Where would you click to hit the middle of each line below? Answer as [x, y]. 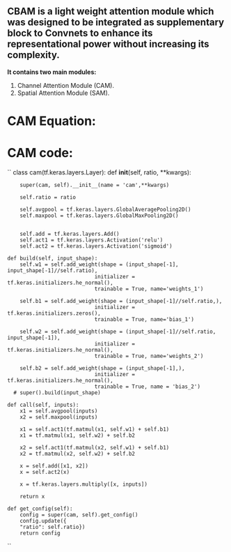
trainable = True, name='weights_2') [149, 356]
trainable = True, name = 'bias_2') [147, 387]
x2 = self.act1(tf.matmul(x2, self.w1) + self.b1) [95, 447]
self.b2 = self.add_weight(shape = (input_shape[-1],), [103, 368]
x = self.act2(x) [45, 472]
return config [40, 533]
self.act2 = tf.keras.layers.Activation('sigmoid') [96, 246]
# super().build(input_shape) [57, 393]
